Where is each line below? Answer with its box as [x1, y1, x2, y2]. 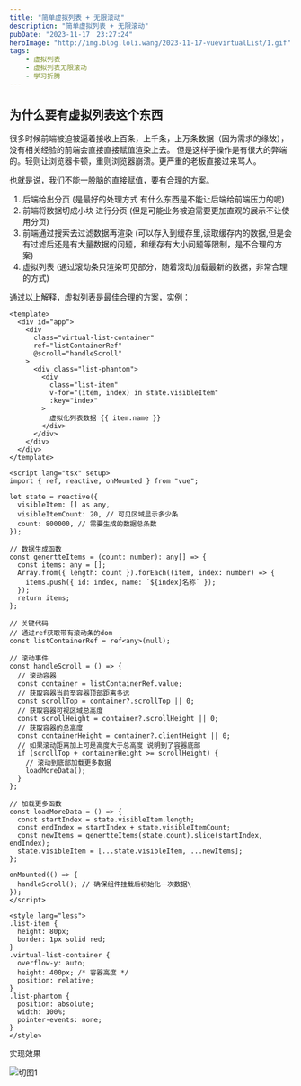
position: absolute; [17, 1000, 94, 1009]
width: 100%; [17, 1007, 66, 1017]
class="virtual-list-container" [32, 333, 155, 342]
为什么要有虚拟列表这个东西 [9, 107, 164, 122]
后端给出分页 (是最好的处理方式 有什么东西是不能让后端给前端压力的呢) [22, 193, 285, 204]
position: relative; [17, 975, 94, 985]
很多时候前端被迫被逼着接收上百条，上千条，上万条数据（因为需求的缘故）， [9, 132, 289, 144]
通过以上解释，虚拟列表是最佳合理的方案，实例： [9, 292, 190, 302]
